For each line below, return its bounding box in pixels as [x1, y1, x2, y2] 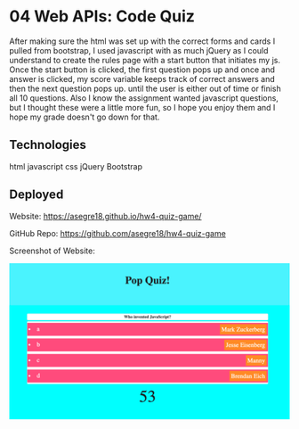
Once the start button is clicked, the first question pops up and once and [9, 64, 276, 75]
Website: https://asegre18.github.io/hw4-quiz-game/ [9, 210, 202, 221]
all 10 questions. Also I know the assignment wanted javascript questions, [9, 92, 279, 103]
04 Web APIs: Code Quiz [9, 6, 196, 27]
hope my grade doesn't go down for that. [9, 111, 160, 122]
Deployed [9, 187, 64, 202]
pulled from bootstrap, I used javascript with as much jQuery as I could [9, 45, 269, 55]
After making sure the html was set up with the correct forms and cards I [9, 36, 276, 46]
